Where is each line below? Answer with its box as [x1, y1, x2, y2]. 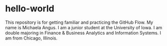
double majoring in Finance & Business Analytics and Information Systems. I [5, 30, 161, 36]
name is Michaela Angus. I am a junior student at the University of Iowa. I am [5, 24, 163, 30]
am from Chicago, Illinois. [5, 35, 58, 41]
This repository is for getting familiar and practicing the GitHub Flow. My [5, 19, 154, 25]
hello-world [5, 3, 55, 14]
